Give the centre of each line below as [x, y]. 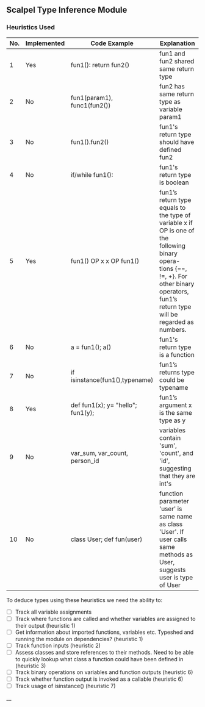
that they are [178, 476]
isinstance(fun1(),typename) [112, 379]
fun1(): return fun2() [100, 65]
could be [172, 379]
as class [171, 524]
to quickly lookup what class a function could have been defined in [99, 659]
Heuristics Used [31, 27]
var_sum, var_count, [99, 453]
